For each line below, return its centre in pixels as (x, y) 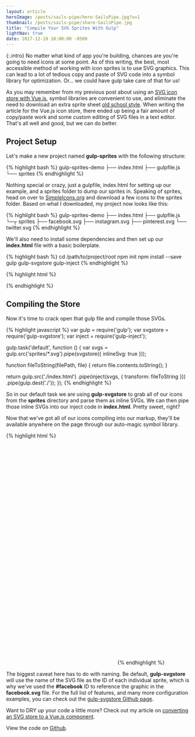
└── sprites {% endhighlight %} (45, 174)
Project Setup (32, 142)
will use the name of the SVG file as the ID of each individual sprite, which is (98, 680)
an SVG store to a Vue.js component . (51, 716)
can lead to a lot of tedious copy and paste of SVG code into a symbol (90, 74)
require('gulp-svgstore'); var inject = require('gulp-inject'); (76, 336)
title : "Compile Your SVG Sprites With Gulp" (62, 28)
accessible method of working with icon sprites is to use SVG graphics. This (98, 68)
